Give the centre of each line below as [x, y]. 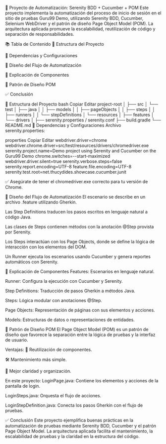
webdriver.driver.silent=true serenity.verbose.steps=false [64, 161]
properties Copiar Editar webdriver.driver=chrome [56, 140]
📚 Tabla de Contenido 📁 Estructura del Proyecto [55, 44]
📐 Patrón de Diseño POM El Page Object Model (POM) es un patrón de [77, 329]
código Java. [18, 217]
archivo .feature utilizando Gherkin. [41, 202]
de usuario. [17, 340]
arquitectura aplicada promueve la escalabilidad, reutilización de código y [80, 29]
